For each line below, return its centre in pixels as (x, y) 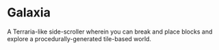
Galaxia (29, 13)
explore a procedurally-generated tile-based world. (79, 38)
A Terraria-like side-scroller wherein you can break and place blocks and (110, 32)
